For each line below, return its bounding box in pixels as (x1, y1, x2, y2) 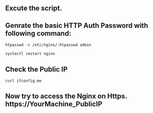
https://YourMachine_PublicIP (5, 100, 103, 108)
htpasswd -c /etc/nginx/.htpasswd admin (5, 42, 92, 47)
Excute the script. (5, 4, 62, 13)
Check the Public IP (5, 65, 68, 74)
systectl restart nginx (5, 51, 56, 56)
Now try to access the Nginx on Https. (5, 92, 127, 100)
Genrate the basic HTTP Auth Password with (5, 21, 148, 30)
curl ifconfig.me (5, 78, 42, 84)
